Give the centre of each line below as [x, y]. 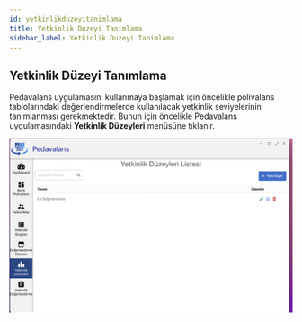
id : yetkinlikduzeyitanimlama [66, 19]
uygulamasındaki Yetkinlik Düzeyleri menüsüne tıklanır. [112, 126]
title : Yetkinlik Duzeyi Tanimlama [76, 28]
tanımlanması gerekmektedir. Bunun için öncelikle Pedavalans [124, 116]
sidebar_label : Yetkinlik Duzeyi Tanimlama [92, 38]
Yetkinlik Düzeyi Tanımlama [88, 75]
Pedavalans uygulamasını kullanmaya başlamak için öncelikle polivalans [142, 97]
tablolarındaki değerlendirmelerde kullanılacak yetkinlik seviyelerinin [136, 107]
